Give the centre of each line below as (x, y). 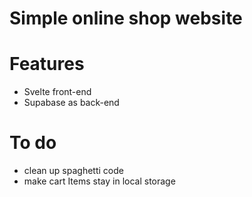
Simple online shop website (126, 18)
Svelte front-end (57, 92)
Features (47, 64)
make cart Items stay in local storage (99, 181)
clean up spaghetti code (73, 171)
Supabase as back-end (71, 103)
